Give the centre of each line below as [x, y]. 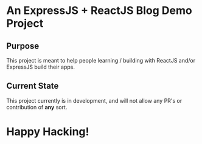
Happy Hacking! [48, 132]
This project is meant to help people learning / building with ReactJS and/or [101, 60]
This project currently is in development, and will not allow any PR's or [94, 100]
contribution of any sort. [37, 107]
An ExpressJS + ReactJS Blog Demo [99, 11]
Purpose [23, 46]
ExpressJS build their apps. [40, 67]
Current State [33, 86]
